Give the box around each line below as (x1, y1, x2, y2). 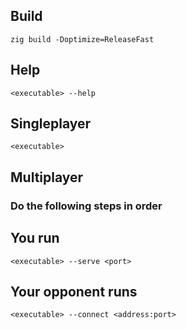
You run (10, 230, 60, 247)
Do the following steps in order (10, 199, 163, 213)
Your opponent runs (10, 283, 138, 300)
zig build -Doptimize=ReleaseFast (10, 34, 155, 44)
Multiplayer (10, 169, 84, 186)
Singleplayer (10, 115, 92, 133)
